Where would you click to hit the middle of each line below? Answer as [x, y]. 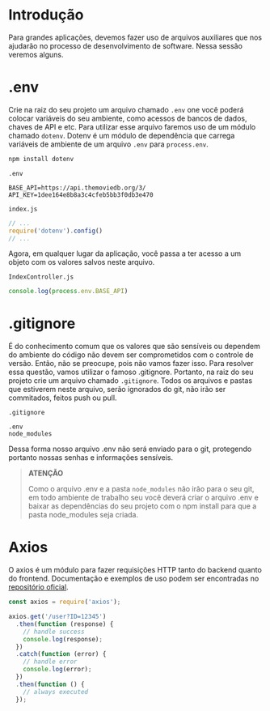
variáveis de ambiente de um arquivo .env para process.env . [108, 144]
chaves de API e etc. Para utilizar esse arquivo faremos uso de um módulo [132, 126]
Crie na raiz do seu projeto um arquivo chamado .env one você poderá [126, 109]
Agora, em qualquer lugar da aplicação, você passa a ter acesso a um [125, 253]
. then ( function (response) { [65, 624]
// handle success [54, 632]
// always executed [56, 692]
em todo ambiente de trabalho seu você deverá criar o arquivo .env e [143, 498]
